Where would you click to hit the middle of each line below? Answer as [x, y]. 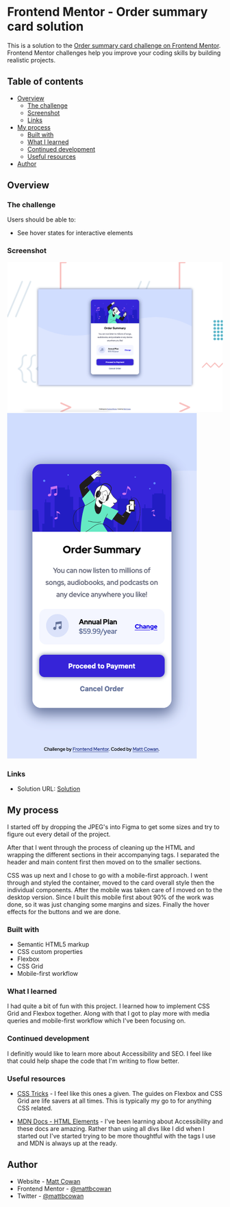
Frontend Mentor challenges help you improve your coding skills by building [114, 53]
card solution [46, 26]
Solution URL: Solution [49, 789]
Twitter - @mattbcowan [50, 1196]
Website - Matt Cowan [49, 1181]
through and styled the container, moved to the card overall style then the [111, 883]
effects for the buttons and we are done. [64, 911]
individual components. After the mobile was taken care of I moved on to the [115, 889]
